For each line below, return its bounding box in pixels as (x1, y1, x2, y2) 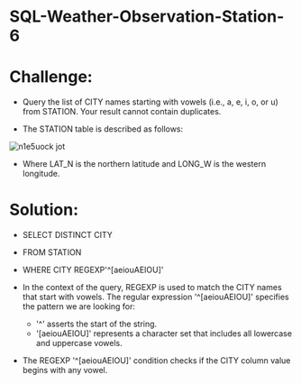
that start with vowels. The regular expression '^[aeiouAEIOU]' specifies (22, 291, 290, 303)
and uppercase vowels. (35, 338, 123, 349)
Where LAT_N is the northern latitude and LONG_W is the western (22, 159, 267, 169)
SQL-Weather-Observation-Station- (9, 6, 285, 27)
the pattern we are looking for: (22, 301, 136, 312)
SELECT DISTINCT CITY (22, 230, 113, 241)
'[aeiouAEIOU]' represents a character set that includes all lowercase (35, 328, 293, 339)
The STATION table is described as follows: (22, 123, 184, 134)
